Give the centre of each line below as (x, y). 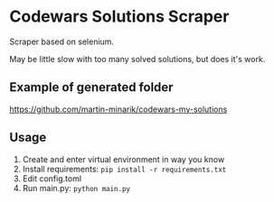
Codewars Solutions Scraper (119, 17)
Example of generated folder (91, 87)
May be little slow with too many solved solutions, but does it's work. (137, 59)
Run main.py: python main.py (76, 188)
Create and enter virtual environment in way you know (123, 159)
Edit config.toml (52, 179)
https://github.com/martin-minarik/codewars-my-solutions (118, 109)
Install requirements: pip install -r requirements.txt (124, 169)
